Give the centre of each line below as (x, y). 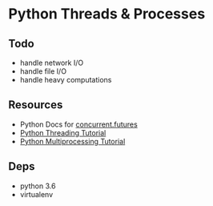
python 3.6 (38, 186)
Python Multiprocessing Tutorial (72, 141)
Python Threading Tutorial (63, 132)
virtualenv (36, 194)
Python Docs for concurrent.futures (78, 124)
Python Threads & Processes (107, 14)
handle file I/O (43, 71)
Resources (36, 105)
